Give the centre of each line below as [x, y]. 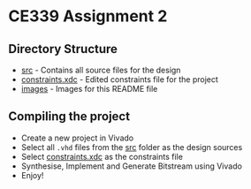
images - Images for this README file [89, 89]
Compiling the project [69, 117]
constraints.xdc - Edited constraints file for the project [119, 79]
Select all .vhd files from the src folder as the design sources [132, 147]
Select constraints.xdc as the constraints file [102, 156]
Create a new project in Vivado [77, 138]
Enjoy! [32, 175]
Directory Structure [63, 49]
